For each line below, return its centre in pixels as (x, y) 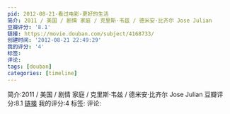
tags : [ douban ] (30, 67)
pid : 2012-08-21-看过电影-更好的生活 (58, 14)
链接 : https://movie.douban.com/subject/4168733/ (81, 34)
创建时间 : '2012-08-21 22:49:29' (54, 40)
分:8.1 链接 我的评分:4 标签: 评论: (54, 103)
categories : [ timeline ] (42, 73)
